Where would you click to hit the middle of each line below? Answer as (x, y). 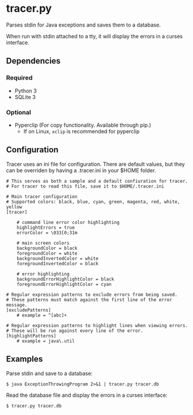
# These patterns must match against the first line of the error (89, 299)
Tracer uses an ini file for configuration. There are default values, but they (96, 164)
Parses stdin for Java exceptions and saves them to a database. (84, 25)
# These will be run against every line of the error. (75, 331)
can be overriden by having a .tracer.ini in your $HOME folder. (81, 170)
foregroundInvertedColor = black (58, 264)
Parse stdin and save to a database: (49, 373)
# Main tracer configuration (42, 196)
